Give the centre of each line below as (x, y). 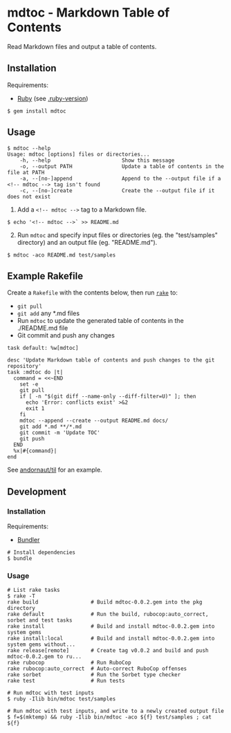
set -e (29, 384)
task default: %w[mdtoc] (43, 348)
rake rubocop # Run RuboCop (69, 663)
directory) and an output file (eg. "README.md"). (87, 242)
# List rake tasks (34, 590)
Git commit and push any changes (66, 335)
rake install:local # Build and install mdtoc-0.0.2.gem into (111, 639)
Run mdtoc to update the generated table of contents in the (101, 321)
